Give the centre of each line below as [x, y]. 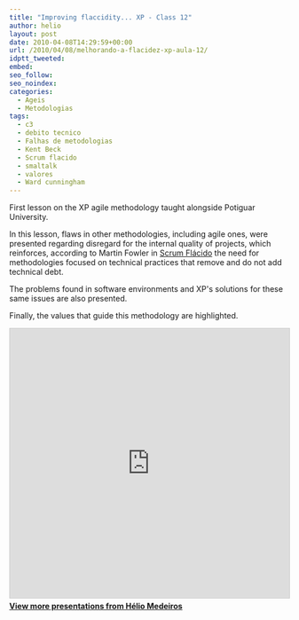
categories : [31, 91]
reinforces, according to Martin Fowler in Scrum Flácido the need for [134, 253]
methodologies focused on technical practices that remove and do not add [146, 263]
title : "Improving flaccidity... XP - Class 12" [101, 17]
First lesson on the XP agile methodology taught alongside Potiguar [132, 208]
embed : [21, 67]
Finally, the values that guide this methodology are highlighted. [124, 316]
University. [29, 217]
